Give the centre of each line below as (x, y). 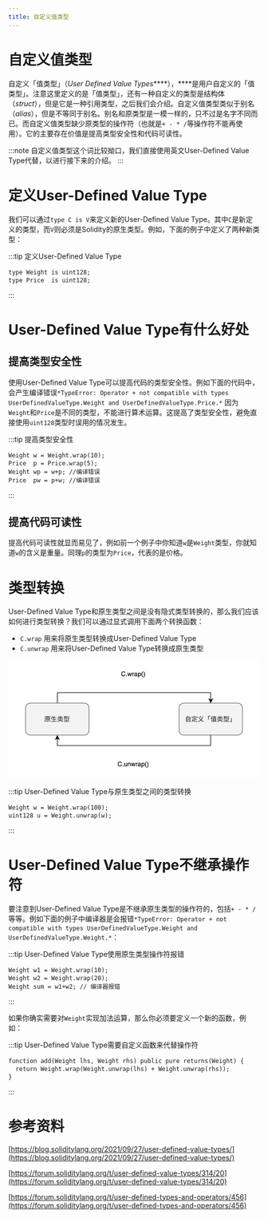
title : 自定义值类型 (39, 17)
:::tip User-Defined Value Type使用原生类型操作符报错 (97, 954)
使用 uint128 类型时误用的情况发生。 (73, 422)
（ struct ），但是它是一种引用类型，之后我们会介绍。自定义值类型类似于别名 (132, 103)
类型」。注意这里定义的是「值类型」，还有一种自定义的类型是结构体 (116, 93)
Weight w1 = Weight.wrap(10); (59, 970)
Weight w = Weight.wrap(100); (59, 807)
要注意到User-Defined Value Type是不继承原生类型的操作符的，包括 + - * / (132, 908)
